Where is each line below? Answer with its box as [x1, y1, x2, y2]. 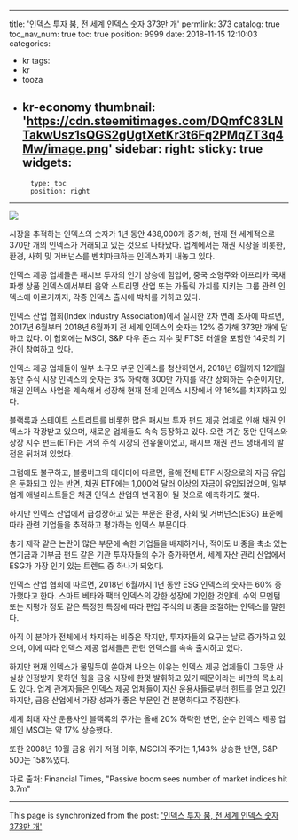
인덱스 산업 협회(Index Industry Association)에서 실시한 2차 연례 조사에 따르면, [9, 310, 285, 321]
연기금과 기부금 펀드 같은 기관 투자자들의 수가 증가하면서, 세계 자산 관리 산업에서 [9, 549, 286, 559]
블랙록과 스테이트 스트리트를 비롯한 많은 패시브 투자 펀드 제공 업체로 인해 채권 [9, 415, 277, 425]
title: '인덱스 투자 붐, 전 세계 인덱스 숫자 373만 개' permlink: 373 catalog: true [9, 19, 281, 29]
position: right [30, 186, 90, 195]
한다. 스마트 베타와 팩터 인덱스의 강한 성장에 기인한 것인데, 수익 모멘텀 [39, 590, 281, 600]
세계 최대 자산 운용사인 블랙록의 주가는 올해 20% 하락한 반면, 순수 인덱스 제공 [9, 713, 277, 724]
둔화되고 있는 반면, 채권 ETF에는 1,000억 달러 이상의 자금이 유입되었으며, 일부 [18, 478, 286, 488]
